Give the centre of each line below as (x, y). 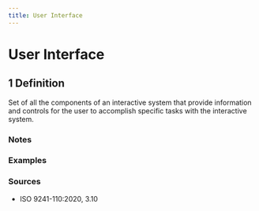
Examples (28, 161)
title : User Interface (45, 15)
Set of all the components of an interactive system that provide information (130, 102)
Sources (24, 182)
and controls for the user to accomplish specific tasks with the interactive (128, 110)
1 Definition (37, 83)
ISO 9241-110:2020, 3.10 (59, 198)
